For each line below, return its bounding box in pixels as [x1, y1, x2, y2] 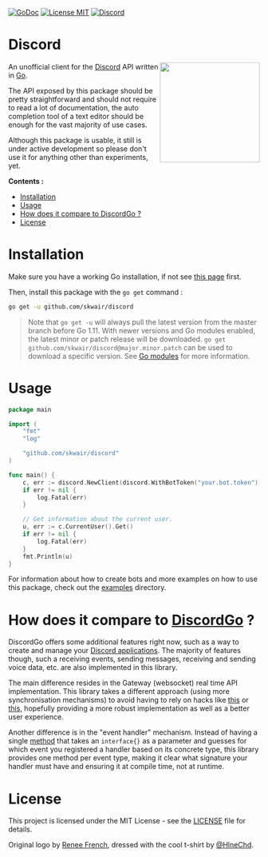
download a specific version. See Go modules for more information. [27, 351, 250, 361]
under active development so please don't [8, 144, 148, 153]
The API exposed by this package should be [8, 86, 153, 95]
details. [8, 824, 33, 835]
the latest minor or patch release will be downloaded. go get [27, 334, 226, 344]
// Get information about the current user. [22, 516, 173, 524]
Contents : [8, 176, 44, 185]
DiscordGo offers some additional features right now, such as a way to [8, 637, 239, 647]
